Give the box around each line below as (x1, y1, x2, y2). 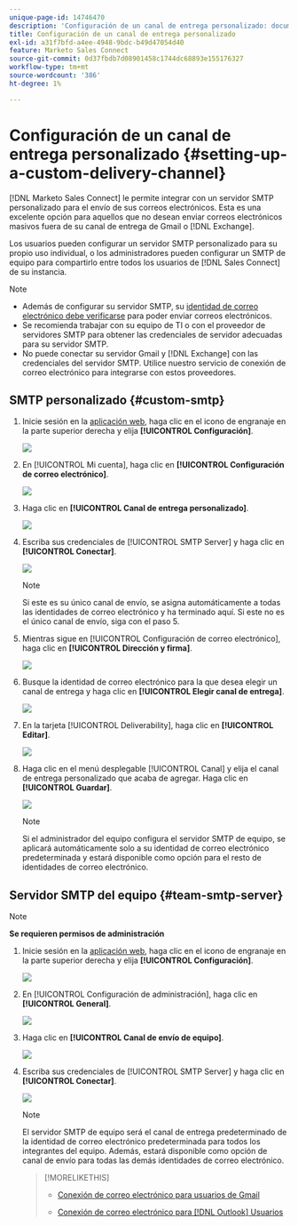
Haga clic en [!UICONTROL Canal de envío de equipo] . (21, 1032, 224, 1043)
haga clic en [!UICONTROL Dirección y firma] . (21, 643, 192, 653)
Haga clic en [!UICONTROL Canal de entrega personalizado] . (21, 503, 249, 514)
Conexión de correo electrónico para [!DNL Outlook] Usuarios (57, 1206, 284, 1218)
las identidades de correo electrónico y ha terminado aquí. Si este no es (21, 606, 286, 618)
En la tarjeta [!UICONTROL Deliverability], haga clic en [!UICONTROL (21, 720, 274, 731)
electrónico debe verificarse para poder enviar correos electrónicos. (21, 310, 272, 321)
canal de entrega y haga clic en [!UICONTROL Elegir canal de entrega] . (21, 686, 285, 697)
